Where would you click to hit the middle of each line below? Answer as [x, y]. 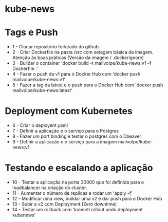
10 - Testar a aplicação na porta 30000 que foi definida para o [78, 182]
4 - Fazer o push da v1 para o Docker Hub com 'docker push [76, 74]
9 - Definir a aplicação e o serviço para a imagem [64, 142]
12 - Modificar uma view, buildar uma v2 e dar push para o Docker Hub [87, 199]
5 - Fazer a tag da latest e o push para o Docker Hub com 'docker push [88, 85]
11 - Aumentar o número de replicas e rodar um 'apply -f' [72, 193]
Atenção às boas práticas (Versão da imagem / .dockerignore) [78, 58]
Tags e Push [31, 33]
